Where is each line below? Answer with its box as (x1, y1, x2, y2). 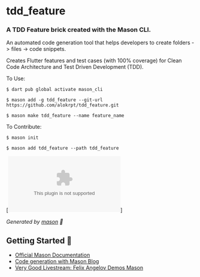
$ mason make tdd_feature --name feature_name (6, 112, 125, 119)
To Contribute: (6, 123, 42, 130)
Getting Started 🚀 (6, 235, 72, 246)
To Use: (6, 75, 26, 82)
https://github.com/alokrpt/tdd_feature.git (6, 102, 119, 108)
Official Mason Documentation (14, 251, 90, 258)
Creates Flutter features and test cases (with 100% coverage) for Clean (6, 57, 182, 64)
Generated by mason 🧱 (6, 218, 63, 226)
